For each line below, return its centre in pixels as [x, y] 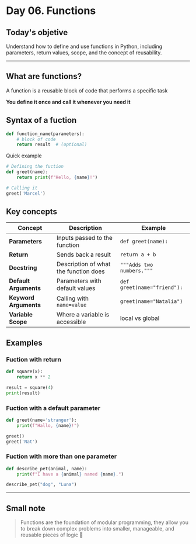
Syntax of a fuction [41, 120]
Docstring [23, 268]
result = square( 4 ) [30, 387]
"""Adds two [136, 265]
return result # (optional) [52, 144]
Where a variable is [83, 315]
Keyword [22, 298]
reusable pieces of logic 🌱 [52, 535]
